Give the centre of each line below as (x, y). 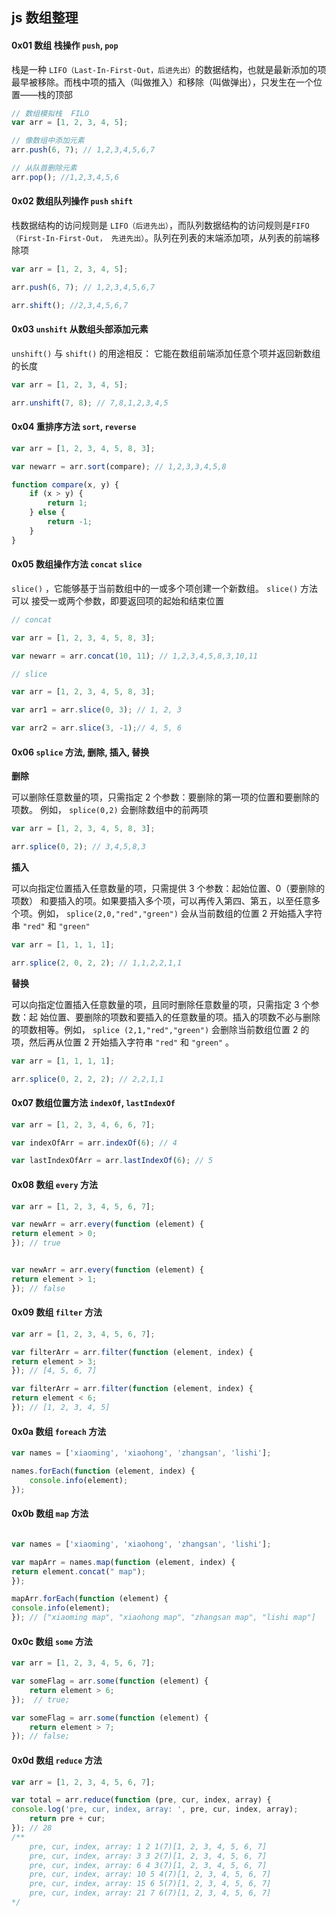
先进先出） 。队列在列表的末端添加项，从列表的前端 (211, 238)
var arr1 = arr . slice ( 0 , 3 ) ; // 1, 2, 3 (97, 710)
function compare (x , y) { (65, 484)
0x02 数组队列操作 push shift (72, 201)
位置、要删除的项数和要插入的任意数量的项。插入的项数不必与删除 (184, 1017)
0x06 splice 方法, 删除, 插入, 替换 (80, 752)
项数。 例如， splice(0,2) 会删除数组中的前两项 (110, 810)
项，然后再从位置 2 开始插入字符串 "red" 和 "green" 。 (123, 1042)
